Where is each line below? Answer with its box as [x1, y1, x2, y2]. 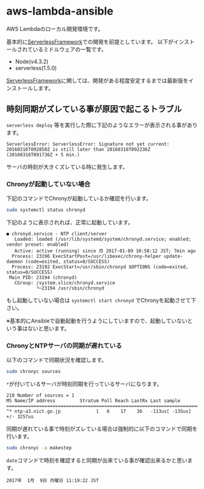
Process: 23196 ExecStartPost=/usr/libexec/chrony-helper [12, 253, 162, 259]
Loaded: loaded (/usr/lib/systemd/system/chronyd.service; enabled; [14, 236, 191, 242]
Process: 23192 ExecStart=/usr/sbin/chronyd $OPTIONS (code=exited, [12, 263, 189, 270]
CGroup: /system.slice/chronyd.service [14, 280, 115, 286]
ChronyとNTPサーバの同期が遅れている [6, 341, 123, 350]
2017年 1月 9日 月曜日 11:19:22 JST [6, 477, 99, 484]
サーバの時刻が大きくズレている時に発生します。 [6, 163, 129, 170]
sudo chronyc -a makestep [6, 445, 72, 451]
